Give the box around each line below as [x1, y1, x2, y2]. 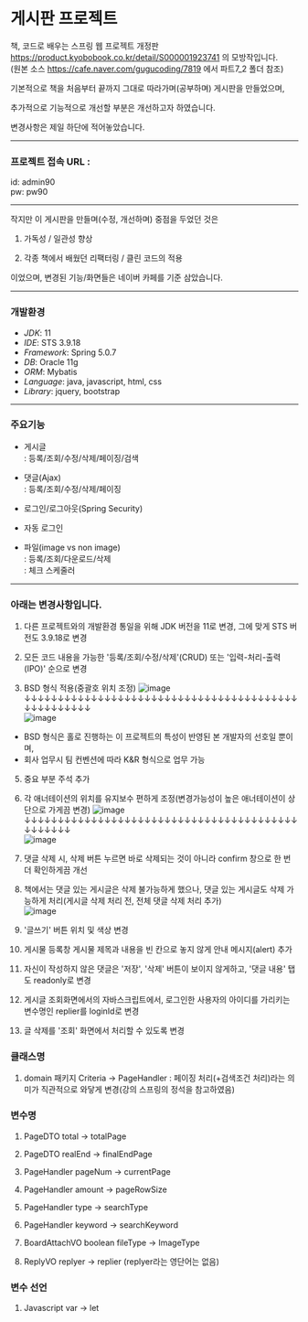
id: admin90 [10, 177, 56, 188]
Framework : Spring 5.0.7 [23, 347, 117, 358]
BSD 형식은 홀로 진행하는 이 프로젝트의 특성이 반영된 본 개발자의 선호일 [23, 731, 277, 742]
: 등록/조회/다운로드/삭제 [23, 553, 112, 564]
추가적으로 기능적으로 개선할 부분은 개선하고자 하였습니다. [10, 102, 216, 113]
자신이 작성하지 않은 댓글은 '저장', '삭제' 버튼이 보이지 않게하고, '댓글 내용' [23, 963, 286, 974]
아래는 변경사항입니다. [10, 598, 102, 611]
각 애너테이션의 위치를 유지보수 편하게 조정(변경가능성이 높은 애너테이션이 [23, 793, 286, 804]
